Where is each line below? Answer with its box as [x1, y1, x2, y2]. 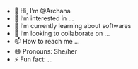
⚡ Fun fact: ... [13, 55, 53, 63]
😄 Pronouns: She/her [13, 47, 78, 56]
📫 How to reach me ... [13, 37, 80, 45]
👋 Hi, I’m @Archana [13, 7, 71, 15]
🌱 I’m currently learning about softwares [13, 22, 132, 30]
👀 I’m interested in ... [13, 14, 74, 23]
